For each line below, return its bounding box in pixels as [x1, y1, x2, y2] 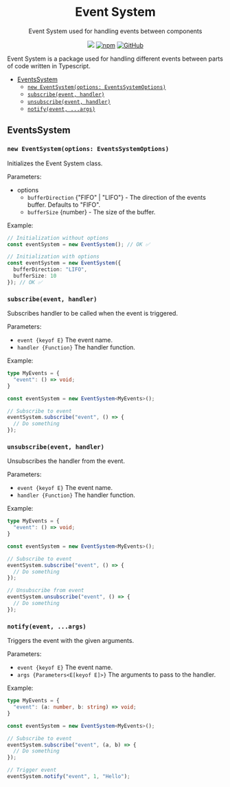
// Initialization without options [7, 234, 109, 241]
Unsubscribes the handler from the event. [7, 457, 126, 465]
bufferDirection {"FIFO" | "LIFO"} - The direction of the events [27, 193, 206, 201]
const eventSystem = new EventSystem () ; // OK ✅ [7, 241, 150, 248]
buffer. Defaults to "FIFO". [27, 201, 101, 209]
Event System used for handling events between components [28, 27, 203, 35]
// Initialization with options [7, 253, 100, 260]
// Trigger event [7, 766, 57, 774]
